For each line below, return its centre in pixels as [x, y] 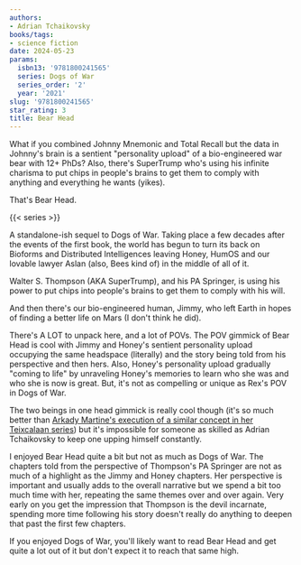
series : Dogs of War [56, 77]
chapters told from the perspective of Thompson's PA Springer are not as [146, 467]
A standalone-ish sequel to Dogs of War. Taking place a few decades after [147, 235]
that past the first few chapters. [68, 523]
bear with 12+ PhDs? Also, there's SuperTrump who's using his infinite [140, 163]
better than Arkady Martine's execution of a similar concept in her [132, 420]
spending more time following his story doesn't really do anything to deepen [151, 514]
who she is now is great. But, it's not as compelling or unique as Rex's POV [148, 384]
